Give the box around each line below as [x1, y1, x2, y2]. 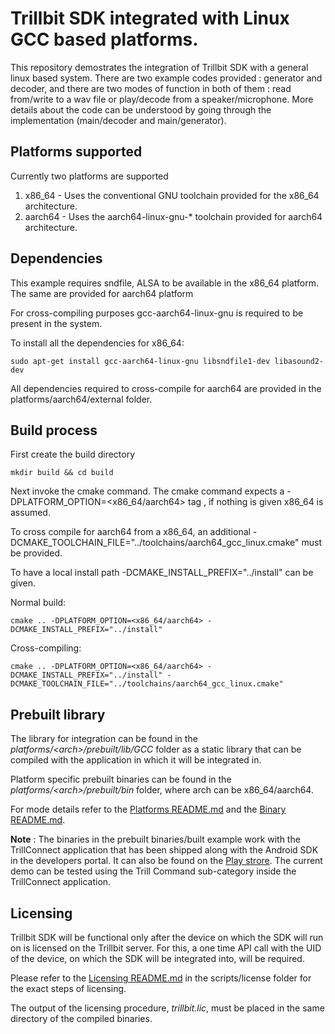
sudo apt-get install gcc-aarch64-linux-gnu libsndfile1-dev [10, 356, 271, 366]
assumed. [10, 507, 51, 519]
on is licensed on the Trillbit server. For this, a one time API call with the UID [10, 942, 322, 954]
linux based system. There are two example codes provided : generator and [10, 72, 323, 84]
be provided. [10, 547, 63, 559]
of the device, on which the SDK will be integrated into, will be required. [10, 953, 305, 964]
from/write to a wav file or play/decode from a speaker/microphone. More [10, 93, 314, 105]
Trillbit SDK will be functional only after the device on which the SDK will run [10, 932, 324, 943]
